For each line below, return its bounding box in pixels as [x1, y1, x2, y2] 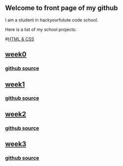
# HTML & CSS [5, 36, 34, 42]
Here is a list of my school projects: [5, 27, 77, 32]
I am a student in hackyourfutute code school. [5, 17, 98, 23]
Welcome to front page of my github [5, 4, 118, 12]
